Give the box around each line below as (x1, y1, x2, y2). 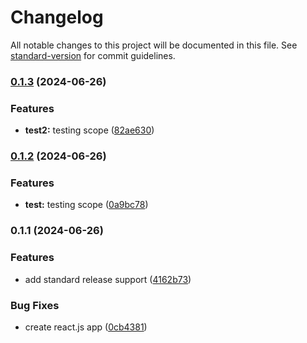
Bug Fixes (10, 298, 60, 312)
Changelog (10, 6, 104, 29)
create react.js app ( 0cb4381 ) (24, 321, 148, 333)
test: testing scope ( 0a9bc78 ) (24, 199, 149, 211)
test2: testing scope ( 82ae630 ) (24, 124, 155, 136)
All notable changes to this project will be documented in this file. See (10, 39, 298, 51)
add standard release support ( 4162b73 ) (24, 273, 192, 285)
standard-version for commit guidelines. (10, 49, 176, 61)
